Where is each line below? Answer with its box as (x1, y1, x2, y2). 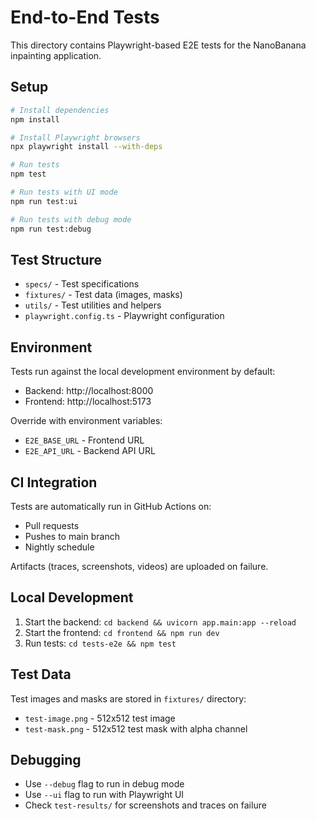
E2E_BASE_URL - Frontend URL (24, 434, 145, 446)
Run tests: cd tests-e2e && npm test (24, 637, 177, 649)
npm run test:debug (10, 224, 92, 234)
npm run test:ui (10, 196, 78, 206)
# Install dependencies (10, 105, 110, 115)
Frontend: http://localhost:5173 (24, 396, 152, 408)
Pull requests (24, 519, 80, 531)
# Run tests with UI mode (10, 187, 118, 197)
